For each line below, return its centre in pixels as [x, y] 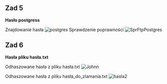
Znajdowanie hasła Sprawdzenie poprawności [65, 30]
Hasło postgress [22, 20]
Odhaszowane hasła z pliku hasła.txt [43, 67]
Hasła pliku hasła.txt [27, 57]
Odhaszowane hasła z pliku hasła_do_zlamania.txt [57, 76]
